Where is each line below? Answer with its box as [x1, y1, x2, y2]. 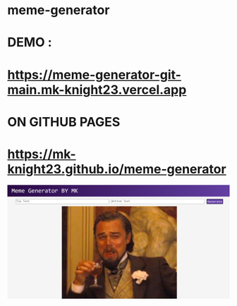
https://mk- [7, 146, 76, 162]
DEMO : [7, 35, 52, 51]
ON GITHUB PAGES [7, 114, 121, 130]
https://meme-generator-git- [7, 66, 182, 82]
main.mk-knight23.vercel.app [7, 82, 187, 97]
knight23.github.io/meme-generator [7, 161, 227, 177]
